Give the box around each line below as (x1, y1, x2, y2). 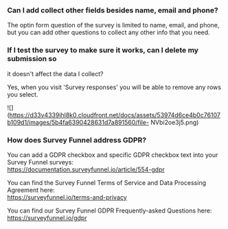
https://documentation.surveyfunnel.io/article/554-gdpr (7, 165, 165, 173)
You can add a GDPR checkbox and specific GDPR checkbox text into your (7, 150, 218, 159)
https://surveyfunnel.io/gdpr (7, 213, 87, 221)
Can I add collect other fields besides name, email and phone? (7, 5, 218, 15)
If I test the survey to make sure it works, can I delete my (7, 45, 199, 55)
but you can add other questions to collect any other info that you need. (7, 28, 211, 36)
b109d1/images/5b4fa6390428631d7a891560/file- (7, 118, 150, 126)
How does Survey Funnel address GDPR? (7, 135, 147, 145)
